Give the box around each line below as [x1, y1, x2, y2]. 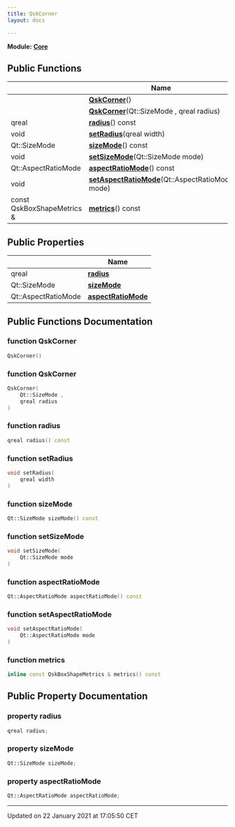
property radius [7, 711, 62, 721]
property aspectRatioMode [7, 776, 101, 786]
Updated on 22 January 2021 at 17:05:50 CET [7, 811, 138, 820]
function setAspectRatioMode [7, 609, 112, 619]
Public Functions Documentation [7, 315, 153, 327]
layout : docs [7, 17, 45, 24]
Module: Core [7, 42, 48, 50]
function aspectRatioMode [7, 577, 100, 587]
